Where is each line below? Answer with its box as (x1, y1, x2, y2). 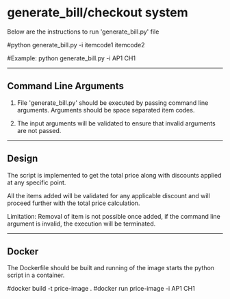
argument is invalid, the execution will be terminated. (7, 219, 156, 228)
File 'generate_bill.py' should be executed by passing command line (16, 98, 209, 107)
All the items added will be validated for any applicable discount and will (7, 191, 210, 200)
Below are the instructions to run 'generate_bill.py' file (7, 27, 159, 36)
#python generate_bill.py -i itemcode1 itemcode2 (7, 40, 145, 49)
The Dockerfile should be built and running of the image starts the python (7, 264, 214, 272)
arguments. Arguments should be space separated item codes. (16, 106, 195, 114)
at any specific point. (7, 178, 66, 187)
